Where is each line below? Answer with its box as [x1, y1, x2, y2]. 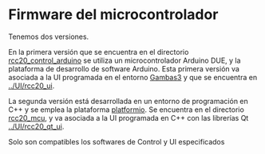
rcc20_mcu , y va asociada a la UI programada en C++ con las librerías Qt [8, 113, 249, 122]
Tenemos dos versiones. [8, 32, 89, 41]
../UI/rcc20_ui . [8, 81, 55, 90]
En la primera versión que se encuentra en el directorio [8, 47, 189, 56]
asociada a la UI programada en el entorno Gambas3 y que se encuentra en [8, 72, 258, 82]
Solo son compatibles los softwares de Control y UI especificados [8, 137, 225, 146]
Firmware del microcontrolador [8, 6, 219, 24]
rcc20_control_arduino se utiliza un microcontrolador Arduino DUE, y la [8, 56, 241, 65]
